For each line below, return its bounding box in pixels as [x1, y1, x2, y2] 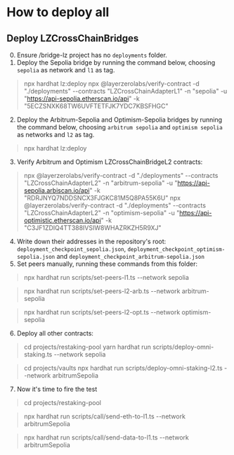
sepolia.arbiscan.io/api [23, 186, 90, 194]
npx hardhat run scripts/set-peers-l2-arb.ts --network [23, 287, 181, 295]
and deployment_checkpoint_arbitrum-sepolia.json [56, 252, 205, 260]
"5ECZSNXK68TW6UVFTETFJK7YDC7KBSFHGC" [23, 102, 169, 110]
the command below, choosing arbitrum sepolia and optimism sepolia [16, 123, 223, 131]
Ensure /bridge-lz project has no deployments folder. [16, 51, 168, 59]
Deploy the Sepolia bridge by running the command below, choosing [16, 58, 216, 67]
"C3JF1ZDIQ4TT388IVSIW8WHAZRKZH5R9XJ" [23, 224, 162, 232]
